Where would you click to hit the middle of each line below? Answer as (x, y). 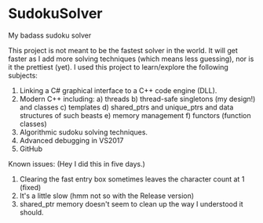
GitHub (31, 149)
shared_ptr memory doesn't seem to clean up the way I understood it (131, 203)
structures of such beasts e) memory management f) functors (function (135, 115)
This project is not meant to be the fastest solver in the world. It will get (123, 50)
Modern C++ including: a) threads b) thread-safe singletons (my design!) (137, 99)
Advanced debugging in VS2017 (71, 140)
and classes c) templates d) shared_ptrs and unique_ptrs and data (126, 107)
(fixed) (30, 187)
